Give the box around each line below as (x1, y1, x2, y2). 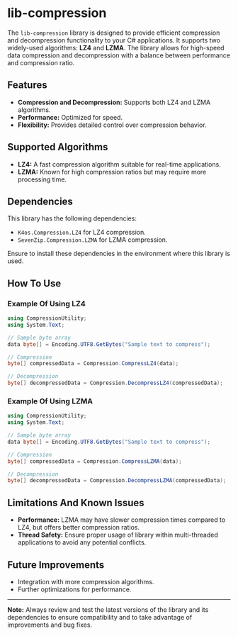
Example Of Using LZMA (7, 396, 93, 406)
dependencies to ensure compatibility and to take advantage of (7, 613, 193, 621)
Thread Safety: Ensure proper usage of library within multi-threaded (17, 530, 218, 540)
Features (7, 79, 47, 91)
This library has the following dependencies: (7, 214, 137, 223)
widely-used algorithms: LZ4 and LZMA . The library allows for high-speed (7, 43, 225, 52)
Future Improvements (7, 559, 105, 571)
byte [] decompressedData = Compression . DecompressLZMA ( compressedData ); (7, 477, 227, 484)
